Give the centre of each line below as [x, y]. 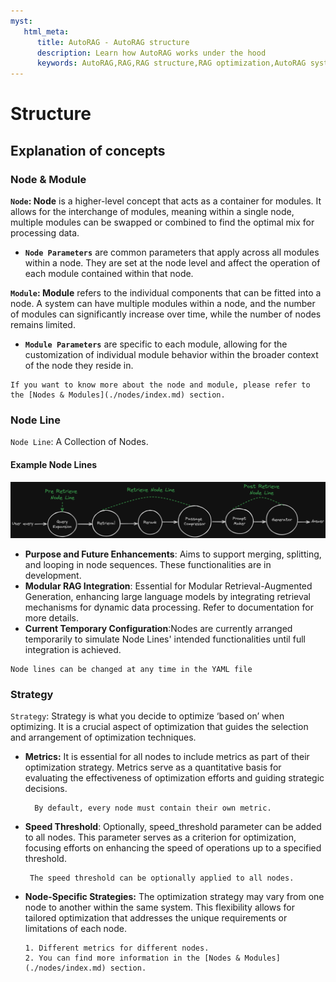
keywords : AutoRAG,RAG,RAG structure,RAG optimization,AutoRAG [171, 63]
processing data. [45, 233]
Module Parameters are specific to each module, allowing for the [156, 344]
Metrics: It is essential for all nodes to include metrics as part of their [167, 757]
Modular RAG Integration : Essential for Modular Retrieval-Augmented [168, 586]
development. [53, 576]
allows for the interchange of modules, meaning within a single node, [152, 211]
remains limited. [43, 324]
